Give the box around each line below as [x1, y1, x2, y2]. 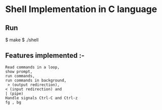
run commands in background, [5, 78, 67, 83]
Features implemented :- [5, 51, 85, 60]
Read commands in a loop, [5, 64, 60, 70]
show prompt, [5, 69, 33, 74]
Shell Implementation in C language [5, 4, 157, 15]
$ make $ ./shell [5, 37, 39, 43]
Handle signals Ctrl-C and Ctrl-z [5, 95, 78, 100]
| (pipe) [5, 91, 24, 96]
